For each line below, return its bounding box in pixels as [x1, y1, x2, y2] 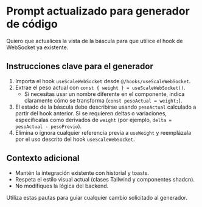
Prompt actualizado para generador [6, 4, 190, 18]
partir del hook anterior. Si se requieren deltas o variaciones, [15, 109, 167, 117]
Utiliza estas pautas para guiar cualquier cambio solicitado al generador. [6, 194, 187, 201]
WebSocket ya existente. [6, 44, 69, 51]
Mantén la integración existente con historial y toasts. [15, 169, 149, 177]
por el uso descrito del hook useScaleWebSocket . [15, 135, 135, 143]
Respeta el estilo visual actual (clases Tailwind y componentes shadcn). [15, 175, 195, 183]
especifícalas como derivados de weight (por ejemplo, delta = [15, 116, 172, 123]
